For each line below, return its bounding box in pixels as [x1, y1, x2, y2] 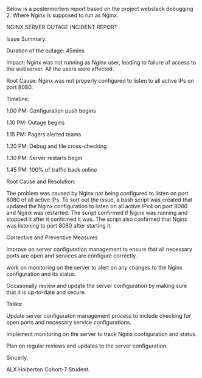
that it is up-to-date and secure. [6, 289, 86, 296]
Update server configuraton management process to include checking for [6, 312, 191, 319]
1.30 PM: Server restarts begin [6, 155, 83, 161]
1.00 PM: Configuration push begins [6, 107, 96, 114]
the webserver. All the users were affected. [6, 65, 114, 72]
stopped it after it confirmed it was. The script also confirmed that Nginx [6, 215, 187, 223]
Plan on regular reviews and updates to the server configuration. [6, 342, 168, 349]
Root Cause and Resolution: [6, 178, 76, 185]
